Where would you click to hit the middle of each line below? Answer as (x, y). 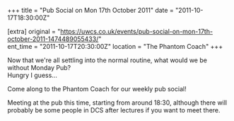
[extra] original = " (34, 31)
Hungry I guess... (33, 75)
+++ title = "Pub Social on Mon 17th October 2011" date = (91, 10)
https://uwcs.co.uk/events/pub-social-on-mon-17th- (136, 31)
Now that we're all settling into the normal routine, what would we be (107, 60)
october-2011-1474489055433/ (53, 39)
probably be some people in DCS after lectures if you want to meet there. (114, 110)
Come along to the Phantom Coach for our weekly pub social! (97, 89)
